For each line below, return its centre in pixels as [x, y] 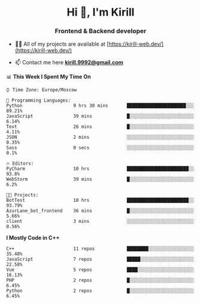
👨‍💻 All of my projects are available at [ [62, 44]
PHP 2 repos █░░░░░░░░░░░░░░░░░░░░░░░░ [100, 281]
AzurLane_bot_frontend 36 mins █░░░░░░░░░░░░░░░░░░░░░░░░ [100, 211]
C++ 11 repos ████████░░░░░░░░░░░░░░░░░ [100, 249]
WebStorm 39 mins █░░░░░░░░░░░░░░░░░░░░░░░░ [100, 180]
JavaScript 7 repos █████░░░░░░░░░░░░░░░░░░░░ [100, 260]
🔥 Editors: [20, 164]
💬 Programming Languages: [38, 101]
